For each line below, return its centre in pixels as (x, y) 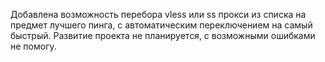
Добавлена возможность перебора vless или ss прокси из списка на (158, 14)
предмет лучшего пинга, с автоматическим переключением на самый (161, 25)
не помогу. (33, 46)
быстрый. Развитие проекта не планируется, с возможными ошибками (163, 35)
